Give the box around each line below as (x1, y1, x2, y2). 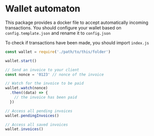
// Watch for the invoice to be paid (5, 81, 84, 86)
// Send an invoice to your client (5, 67, 79, 72)
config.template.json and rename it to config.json (5, 30, 111, 36)
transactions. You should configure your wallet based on (5, 24, 121, 30)
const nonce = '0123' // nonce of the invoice (5, 72, 104, 77)
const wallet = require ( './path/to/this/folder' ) (5, 49, 111, 54)
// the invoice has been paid (14, 95, 77, 100)
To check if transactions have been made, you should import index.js (5, 39, 149, 45)
